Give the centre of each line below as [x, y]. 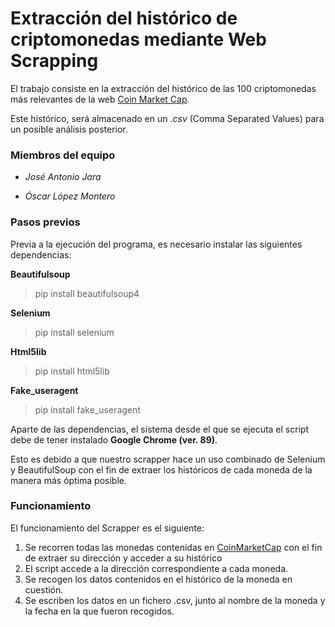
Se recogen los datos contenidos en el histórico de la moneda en [158, 579]
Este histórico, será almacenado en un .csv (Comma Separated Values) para [167, 118]
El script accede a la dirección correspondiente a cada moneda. [156, 568]
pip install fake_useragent [87, 409]
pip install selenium [74, 332]
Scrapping [54, 61]
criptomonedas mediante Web [138, 39]
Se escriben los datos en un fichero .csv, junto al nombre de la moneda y [175, 600]
